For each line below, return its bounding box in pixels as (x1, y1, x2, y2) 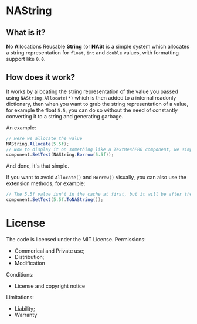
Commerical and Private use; (14, 247, 85, 254)
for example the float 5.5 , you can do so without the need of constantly (6, 107, 178, 114)
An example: (6, 124, 36, 131)
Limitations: (6, 294, 34, 301)
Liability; (14, 305, 35, 312)
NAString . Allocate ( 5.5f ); (6, 141, 69, 147)
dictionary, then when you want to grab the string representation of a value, (6, 100, 189, 107)
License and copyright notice (14, 282, 86, 289)
